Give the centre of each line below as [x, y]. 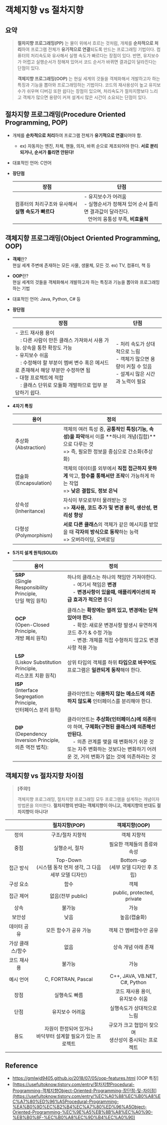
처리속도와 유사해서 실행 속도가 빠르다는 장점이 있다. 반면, [86, 56]
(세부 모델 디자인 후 [130, 867]
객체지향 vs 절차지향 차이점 [44, 776]
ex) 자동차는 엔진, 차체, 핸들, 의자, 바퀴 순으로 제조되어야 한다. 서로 [84, 146]
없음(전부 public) [69, 896]
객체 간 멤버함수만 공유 [133, 931]
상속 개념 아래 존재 [133, 947]
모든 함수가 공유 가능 [69, 931]
